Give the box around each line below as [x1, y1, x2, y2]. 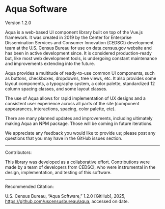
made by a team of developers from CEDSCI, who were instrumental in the [5, 164, 156, 170]
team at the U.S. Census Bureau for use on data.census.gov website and [5, 45, 152, 51]
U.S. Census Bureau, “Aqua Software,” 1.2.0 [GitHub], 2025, [5, 193, 126, 199]
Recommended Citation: [5, 183, 54, 189]
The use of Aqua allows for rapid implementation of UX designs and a [5, 95, 146, 101]
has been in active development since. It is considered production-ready [5, 50, 152, 56]
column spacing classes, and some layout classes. [5, 86, 108, 91]
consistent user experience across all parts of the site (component [5, 100, 139, 106]
